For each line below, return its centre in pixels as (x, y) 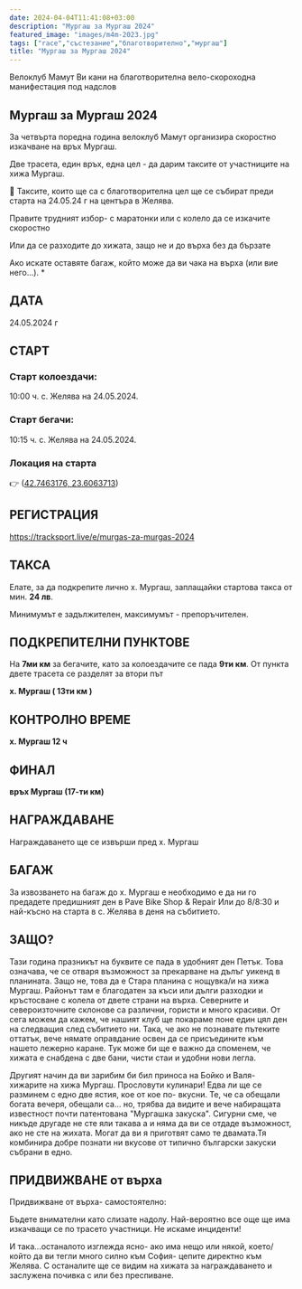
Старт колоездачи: (53, 377)
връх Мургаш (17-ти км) (57, 792)
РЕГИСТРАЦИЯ (54, 515)
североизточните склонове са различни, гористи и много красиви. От (145, 1010)
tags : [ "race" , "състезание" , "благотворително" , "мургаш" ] (119, 43)
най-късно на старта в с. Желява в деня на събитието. (115, 911)
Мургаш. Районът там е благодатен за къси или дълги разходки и (137, 990)
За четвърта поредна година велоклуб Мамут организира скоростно (143, 136)
